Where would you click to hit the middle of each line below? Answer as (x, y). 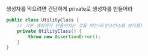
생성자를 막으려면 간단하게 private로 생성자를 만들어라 (69, 9)
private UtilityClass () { (50, 31)
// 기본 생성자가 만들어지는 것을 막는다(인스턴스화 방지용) (80, 26)
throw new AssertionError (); (64, 37)
